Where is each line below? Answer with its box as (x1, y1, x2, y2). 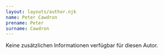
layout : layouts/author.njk (5, 8, 77, 15)
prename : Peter (5, 20, 44, 26)
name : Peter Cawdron (5, 14, 58, 20)
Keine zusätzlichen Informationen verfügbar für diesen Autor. (5, 42, 159, 49)
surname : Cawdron (5, 25, 50, 32)
